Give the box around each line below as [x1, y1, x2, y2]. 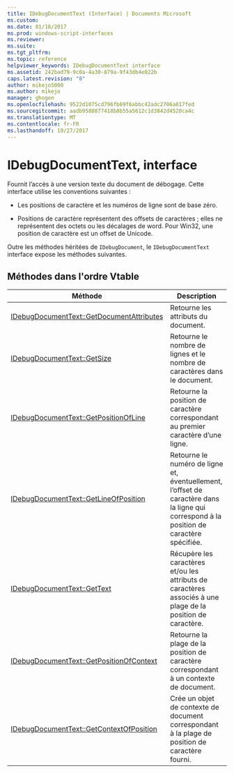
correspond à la [170, 511, 221, 521]
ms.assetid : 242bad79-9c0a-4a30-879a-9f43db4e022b [7, 68, 157, 75]
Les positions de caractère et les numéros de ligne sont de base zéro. [17, 201, 218, 209]
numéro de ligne [170, 459, 224, 469]
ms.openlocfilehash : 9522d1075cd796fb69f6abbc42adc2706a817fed [7, 101, 195, 108]
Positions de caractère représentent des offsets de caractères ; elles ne [17, 214, 223, 223]
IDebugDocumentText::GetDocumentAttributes [10, 312, 164, 322]
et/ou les [170, 566, 199, 576]
